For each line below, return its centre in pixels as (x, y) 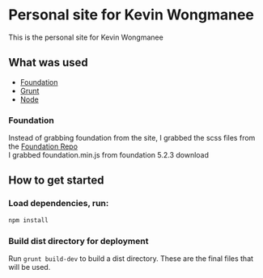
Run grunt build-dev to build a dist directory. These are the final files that (131, 258)
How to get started (56, 181)
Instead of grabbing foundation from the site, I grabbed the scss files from (132, 138)
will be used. (30, 267)
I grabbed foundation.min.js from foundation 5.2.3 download (108, 155)
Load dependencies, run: (59, 204)
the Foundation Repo (43, 146)
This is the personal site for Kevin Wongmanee (86, 37)
